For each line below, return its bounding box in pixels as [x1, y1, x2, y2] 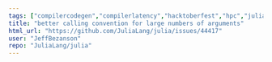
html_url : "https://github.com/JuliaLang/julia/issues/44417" [8, 27, 223, 35]
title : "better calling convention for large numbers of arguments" [8, 19, 244, 27]
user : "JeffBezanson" [8, 34, 82, 43]
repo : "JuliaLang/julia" [8, 42, 92, 50]
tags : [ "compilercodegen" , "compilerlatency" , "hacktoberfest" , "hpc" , [8, 11, 244, 20]
